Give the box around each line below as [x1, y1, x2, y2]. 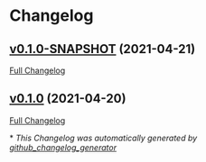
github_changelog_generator [9, 141, 117, 153]
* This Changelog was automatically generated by [9, 132, 198, 143]
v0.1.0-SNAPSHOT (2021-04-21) [9, 41, 196, 57]
